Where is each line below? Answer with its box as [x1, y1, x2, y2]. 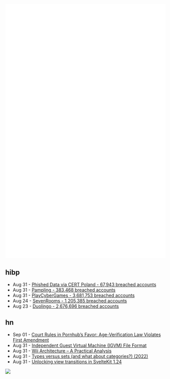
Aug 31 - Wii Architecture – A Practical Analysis [12, 348, 112, 354]
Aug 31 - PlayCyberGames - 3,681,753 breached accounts [12, 292, 135, 298]
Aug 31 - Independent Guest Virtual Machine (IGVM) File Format [12, 342, 147, 348]
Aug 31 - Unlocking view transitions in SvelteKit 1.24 [12, 359, 122, 365]
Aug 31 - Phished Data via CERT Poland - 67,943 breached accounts [12, 282, 157, 288]
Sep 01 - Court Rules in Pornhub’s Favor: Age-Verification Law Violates [12, 332, 161, 338]
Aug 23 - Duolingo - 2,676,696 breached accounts [12, 303, 119, 310]
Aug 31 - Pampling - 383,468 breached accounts [12, 287, 116, 293]
